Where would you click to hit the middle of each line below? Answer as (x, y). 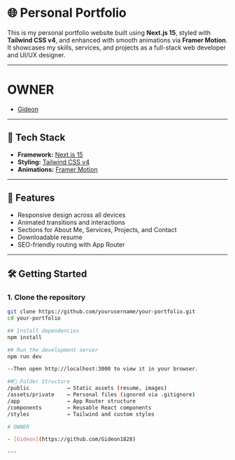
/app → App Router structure (72, 401)
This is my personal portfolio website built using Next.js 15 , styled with (109, 32)
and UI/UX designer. (36, 55)
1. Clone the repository (47, 297)
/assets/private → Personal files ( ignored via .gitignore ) (101, 395)
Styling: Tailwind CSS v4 (53, 161)
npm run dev (24, 357)
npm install (24, 337)
